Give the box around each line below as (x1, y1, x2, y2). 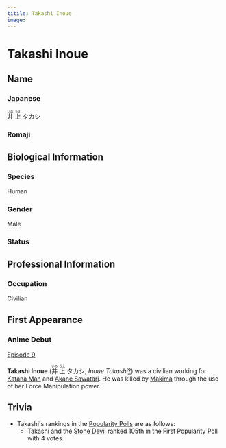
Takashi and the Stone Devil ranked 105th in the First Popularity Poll (27, 427, 218, 436)
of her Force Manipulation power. (7, 381, 101, 390)
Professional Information (7, 258, 116, 270)
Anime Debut (7, 335, 52, 344)
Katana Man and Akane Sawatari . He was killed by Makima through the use (7, 375, 219, 383)
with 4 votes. (27, 434, 64, 443)
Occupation (7, 279, 47, 288)
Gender (7, 204, 33, 213)
